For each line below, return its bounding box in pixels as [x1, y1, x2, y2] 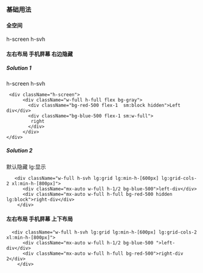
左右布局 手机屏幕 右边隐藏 [6, 50, 73, 57]
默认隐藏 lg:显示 [6, 163, 46, 170]
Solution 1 [6, 64, 32, 72]
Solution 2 [6, 147, 33, 154]
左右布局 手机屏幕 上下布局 [6, 215, 73, 223]
